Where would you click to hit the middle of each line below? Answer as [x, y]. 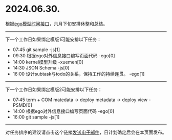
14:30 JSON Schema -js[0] [41, 67]
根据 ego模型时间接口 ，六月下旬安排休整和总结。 [57, 24]
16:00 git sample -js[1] [36, 117]
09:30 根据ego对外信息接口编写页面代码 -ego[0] [64, 55]
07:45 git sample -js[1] [36, 50]
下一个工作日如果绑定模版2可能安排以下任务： [54, 89]
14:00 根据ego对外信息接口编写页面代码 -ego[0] [63, 111]
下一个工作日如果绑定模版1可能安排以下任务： [53, 39]
